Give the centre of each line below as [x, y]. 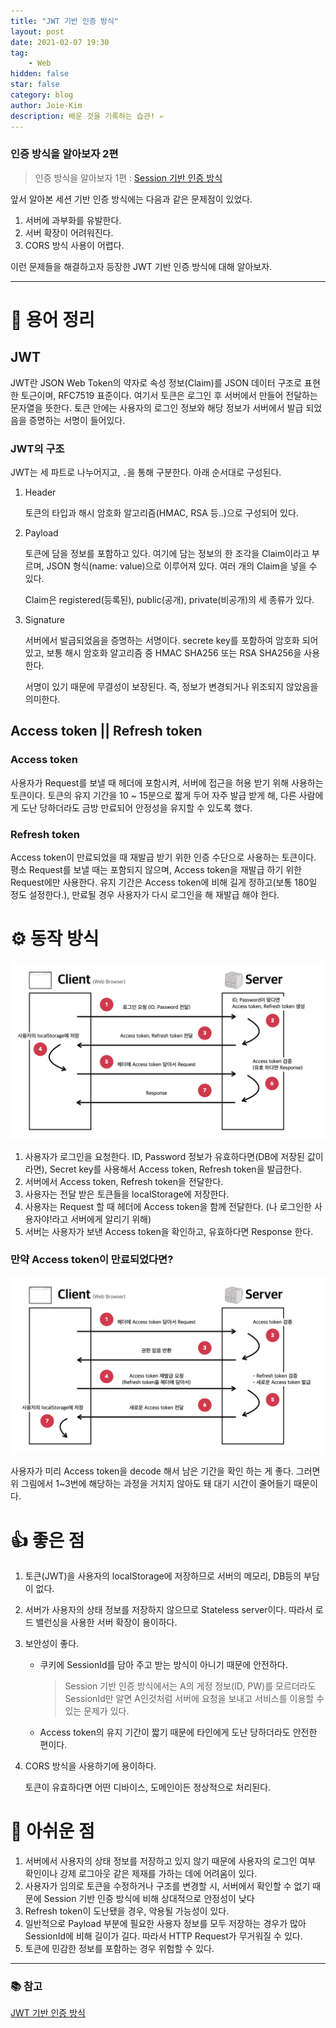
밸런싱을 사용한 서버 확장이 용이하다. [106, 1622]
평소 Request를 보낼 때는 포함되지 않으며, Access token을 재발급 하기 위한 [156, 870]
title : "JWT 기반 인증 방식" [65, 21]
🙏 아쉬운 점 [52, 1831]
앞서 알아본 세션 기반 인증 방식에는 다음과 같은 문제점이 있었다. [131, 199]
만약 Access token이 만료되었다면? [92, 1260]
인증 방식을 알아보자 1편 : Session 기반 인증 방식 [128, 177]
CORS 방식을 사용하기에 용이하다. [90, 1766]
